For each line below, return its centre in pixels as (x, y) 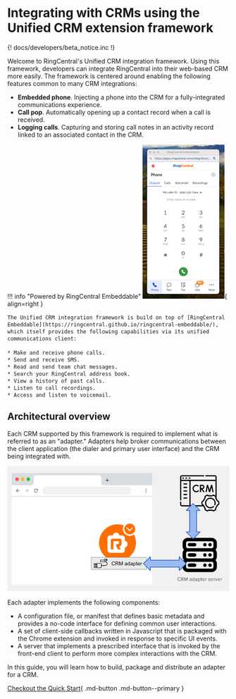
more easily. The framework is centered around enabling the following (109, 76)
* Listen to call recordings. (52, 388)
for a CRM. (23, 675)
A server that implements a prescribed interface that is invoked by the (119, 646)
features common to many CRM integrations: (72, 83)
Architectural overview (59, 417)
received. (31, 119)
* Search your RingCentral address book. (69, 374)
